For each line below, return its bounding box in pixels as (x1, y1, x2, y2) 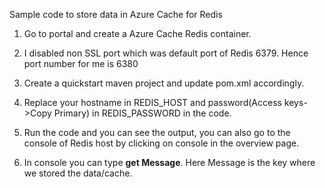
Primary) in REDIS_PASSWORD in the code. (53, 107, 232, 119)
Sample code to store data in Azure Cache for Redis (9, 9, 223, 20)
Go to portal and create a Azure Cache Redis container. (23, 28, 252, 39)
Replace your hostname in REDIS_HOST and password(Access (23, 97, 282, 108)
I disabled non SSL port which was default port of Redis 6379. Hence (23, 47, 309, 59)
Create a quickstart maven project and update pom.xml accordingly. (23, 77, 305, 89)
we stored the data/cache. (23, 167, 133, 179)
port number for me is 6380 (23, 58, 139, 69)
